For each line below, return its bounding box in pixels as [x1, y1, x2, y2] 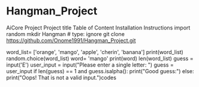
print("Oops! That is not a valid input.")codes [6, 74, 117, 81]
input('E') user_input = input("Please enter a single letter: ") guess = [6, 61, 174, 68]
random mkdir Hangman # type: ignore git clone [6, 30, 125, 37]
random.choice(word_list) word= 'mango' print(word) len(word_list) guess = [6, 55, 194, 62]
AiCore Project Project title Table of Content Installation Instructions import [6, 24, 191, 31]
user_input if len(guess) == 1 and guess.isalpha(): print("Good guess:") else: [6, 67, 194, 74]
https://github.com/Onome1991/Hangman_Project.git [6, 37, 136, 44]
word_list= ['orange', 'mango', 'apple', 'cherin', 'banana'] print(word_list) [6, 48, 184, 55]
